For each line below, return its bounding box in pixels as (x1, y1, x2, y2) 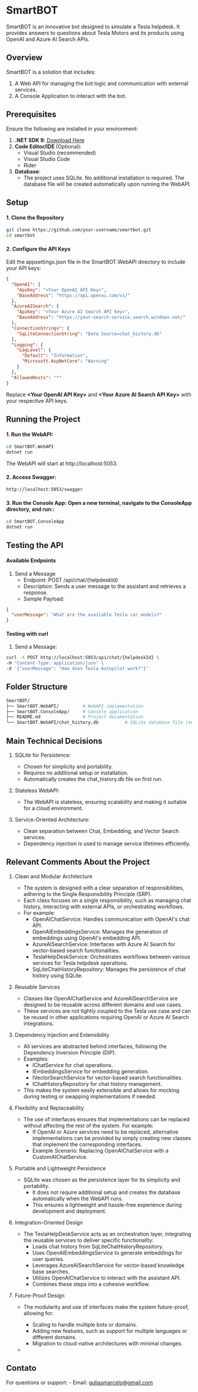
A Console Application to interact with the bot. (14, 92, 127, 99)
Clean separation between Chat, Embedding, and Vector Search (23, 828, 179, 835)
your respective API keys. (6, 397, 68, 404)
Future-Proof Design (14, 1292, 65, 1299)
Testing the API (6, 540, 64, 550)
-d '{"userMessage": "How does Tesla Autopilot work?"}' (6, 666, 149, 672)
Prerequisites (6, 110, 57, 120)
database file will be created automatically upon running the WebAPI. (23, 180, 192, 188)
